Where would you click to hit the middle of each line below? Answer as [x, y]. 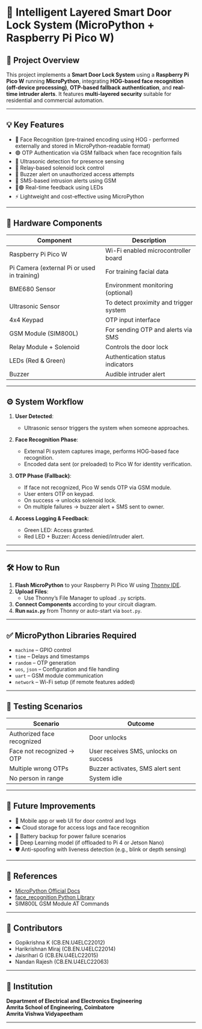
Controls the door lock [136, 347]
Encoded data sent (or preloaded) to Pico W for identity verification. [108, 464]
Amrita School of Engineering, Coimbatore [60, 1007]
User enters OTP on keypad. [59, 494]
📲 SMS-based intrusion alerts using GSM [66, 180]
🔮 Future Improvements [51, 806]
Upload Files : [32, 592]
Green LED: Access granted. [59, 530]
